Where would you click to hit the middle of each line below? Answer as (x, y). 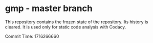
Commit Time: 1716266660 (32, 36)
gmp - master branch (49, 8)
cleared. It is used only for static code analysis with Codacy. (66, 27)
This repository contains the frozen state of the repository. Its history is (76, 22)
